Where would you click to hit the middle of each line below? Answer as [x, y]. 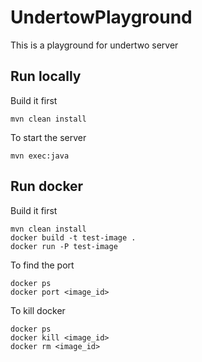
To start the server [48, 137]
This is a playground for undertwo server [94, 45]
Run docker [47, 186]
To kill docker [38, 310]
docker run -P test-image [64, 246]
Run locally [46, 76]
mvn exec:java [40, 156]
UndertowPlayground [101, 17]
